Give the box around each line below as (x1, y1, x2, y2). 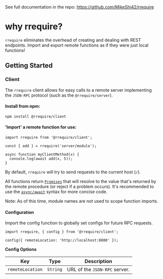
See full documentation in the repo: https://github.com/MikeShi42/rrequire (5, 4, 154, 10)
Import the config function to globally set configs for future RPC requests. (5, 220, 153, 226)
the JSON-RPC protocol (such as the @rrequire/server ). (5, 92, 113, 98)
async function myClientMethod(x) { (5, 152, 79, 157)
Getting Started (5, 62, 53, 70)
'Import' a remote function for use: (5, 124, 77, 130)
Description (84, 258, 112, 265)
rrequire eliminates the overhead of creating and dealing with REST (5, 37, 141, 43)
